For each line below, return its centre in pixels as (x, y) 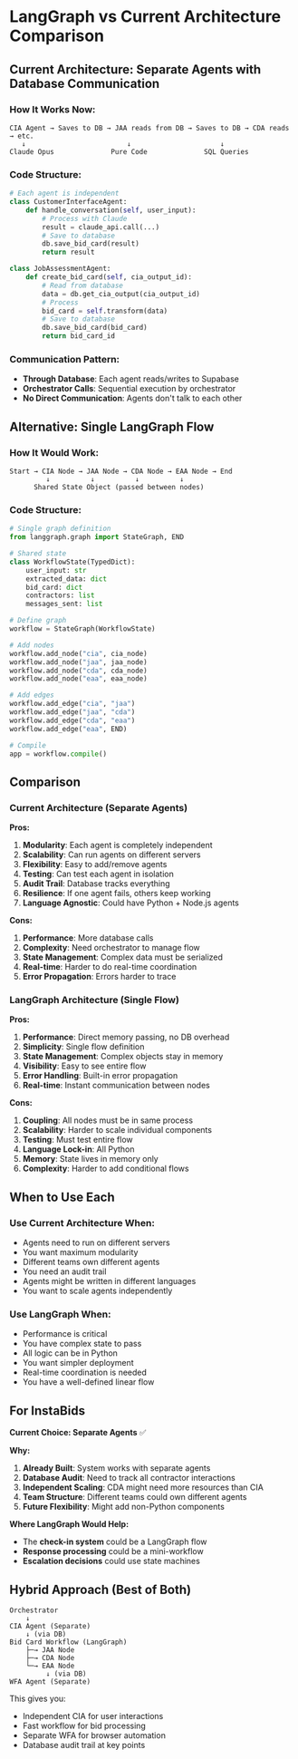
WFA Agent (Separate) (50, 1682)
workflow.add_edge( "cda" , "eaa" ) (72, 720)
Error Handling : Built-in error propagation (100, 1076)
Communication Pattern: (65, 359)
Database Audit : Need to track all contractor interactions (129, 1478)
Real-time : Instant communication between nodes (116, 1086)
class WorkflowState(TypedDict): (72, 562)
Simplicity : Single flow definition (83, 1047)
